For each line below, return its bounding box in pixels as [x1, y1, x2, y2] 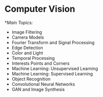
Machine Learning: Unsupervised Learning [11, 65, 99, 72]
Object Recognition [11, 76, 51, 82]
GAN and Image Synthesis [11, 86, 65, 92]
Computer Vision [4, 3, 76, 15]
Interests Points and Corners [11, 60, 70, 66]
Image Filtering [11, 29, 42, 35]
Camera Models [11, 34, 44, 40]
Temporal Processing [11, 55, 55, 61]
